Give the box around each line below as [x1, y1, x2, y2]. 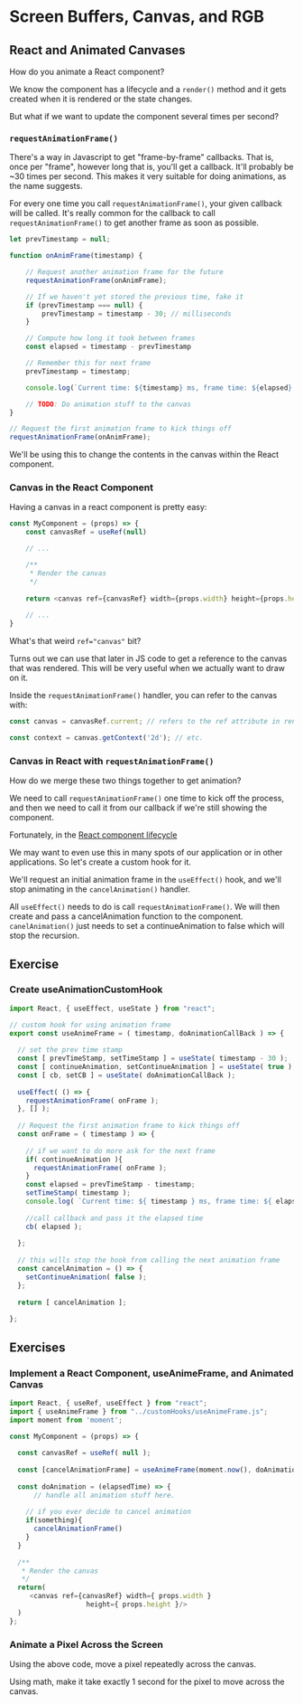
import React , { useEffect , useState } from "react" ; [9, 1004, 216, 1013]
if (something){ [25, 1516, 83, 1525]
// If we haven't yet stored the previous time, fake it [25, 292, 244, 301]
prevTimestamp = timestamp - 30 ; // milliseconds [41, 309, 232, 318]
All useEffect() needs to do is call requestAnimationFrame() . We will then [9, 902, 280, 913]
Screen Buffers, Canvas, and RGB [9, 6, 264, 27]
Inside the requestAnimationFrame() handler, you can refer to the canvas [9, 690, 278, 701]
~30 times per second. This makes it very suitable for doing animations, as [9, 171, 287, 182]
